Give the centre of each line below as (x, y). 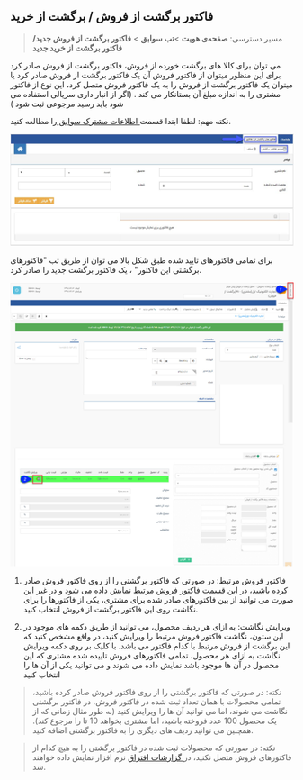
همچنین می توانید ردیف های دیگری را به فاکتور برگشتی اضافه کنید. (143, 730)
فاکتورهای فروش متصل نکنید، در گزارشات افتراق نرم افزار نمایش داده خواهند (162, 757)
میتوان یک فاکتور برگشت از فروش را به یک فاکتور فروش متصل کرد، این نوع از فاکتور (151, 84)
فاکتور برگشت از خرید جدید (77, 48)
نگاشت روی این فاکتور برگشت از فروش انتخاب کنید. (111, 610)
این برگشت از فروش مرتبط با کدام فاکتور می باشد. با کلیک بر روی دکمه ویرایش (156, 646)
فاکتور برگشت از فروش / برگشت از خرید (112, 17)
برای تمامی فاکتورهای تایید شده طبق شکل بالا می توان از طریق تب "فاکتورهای (142, 260)
